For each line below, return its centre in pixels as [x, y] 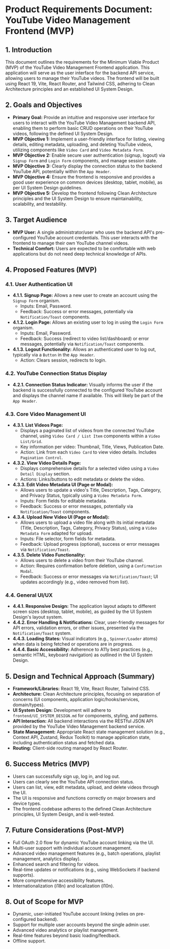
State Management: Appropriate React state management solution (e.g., [89, 732]
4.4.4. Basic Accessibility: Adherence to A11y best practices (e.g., [82, 650]
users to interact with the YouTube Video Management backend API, [84, 123]
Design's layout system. [38, 617]
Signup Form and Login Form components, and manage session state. [85, 160]
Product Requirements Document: [79, 9]
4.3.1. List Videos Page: [38, 425]
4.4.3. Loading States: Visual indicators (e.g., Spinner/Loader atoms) [85, 639]
